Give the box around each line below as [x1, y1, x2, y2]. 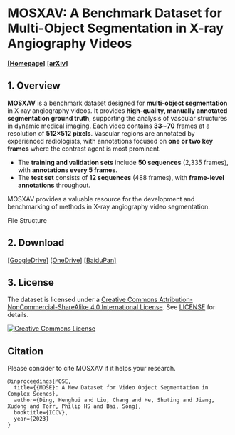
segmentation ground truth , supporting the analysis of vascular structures [7, 114, 228, 122]
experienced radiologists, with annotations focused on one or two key [7, 136, 214, 145]
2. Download [7, 237, 65, 249]
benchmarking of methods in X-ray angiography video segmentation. [7, 202, 210, 211]
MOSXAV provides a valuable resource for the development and [7, 194, 195, 203]
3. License [7, 276, 55, 289]
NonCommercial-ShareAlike [7, 303, 89, 311]
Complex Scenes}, [7, 391, 59, 398]
